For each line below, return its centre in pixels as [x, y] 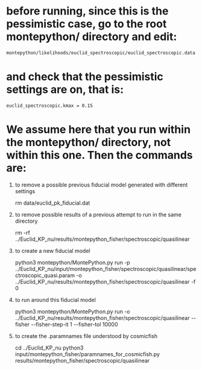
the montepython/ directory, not [89, 142]
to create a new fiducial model [52, 250]
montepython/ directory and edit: [92, 37]
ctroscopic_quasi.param [45, 275]
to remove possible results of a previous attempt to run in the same [98, 214]
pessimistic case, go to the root [87, 24]
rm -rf [22, 232]
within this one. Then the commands [99, 155]
